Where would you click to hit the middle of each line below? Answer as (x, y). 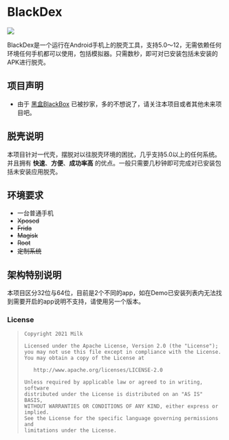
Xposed (28, 221)
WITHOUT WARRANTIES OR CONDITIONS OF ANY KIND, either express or (121, 407)
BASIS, (33, 401)
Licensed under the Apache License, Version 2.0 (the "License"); (121, 346)
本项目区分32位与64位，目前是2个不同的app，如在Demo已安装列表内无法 (112, 293)
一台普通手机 (35, 213)
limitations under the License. (70, 431)
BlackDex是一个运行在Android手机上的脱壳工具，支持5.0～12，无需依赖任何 (115, 45)
